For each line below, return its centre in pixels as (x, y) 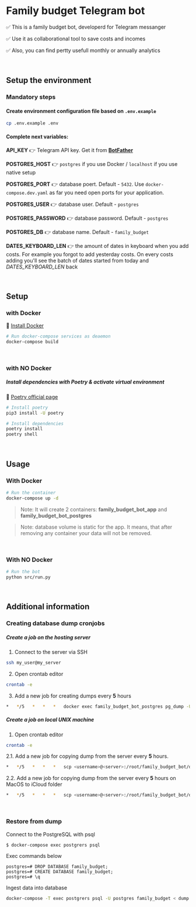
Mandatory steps (31, 97)
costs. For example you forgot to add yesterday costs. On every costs (90, 254)
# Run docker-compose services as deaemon (58, 337)
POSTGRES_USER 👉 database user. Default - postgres (72, 204)
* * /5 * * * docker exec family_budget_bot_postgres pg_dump (95, 706)
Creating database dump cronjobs (55, 623)
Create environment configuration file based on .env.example (81, 111)
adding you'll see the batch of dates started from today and (77, 260)
